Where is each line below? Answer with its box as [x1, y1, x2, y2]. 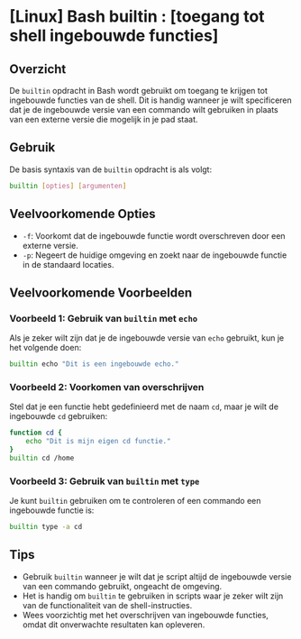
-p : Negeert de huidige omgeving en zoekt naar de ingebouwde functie [22, 250, 287, 260]
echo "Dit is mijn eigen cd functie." [25, 437, 171, 446]
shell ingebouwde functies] [9, 25, 219, 46]
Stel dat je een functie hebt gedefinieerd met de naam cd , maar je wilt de [9, 401, 279, 412]
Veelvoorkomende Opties [9, 206, 156, 222]
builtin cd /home [9, 453, 75, 462]
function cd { [9, 428, 63, 438]
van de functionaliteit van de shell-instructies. [22, 599, 193, 610]
